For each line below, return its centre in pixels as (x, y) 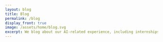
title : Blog (17, 14)
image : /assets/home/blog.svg (36, 28)
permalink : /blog (23, 18)
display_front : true (26, 23)
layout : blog (18, 9)
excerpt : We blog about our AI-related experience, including (69, 32)
